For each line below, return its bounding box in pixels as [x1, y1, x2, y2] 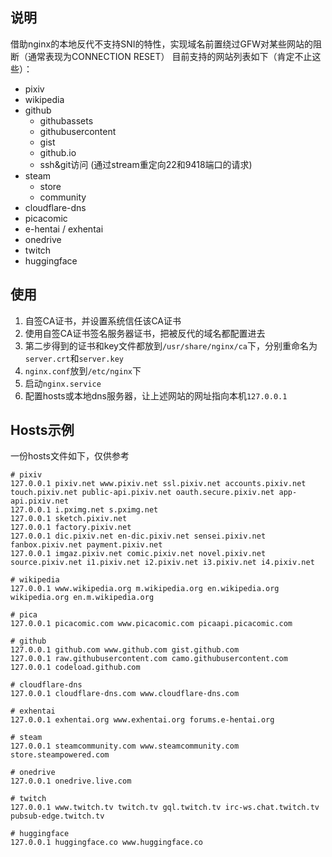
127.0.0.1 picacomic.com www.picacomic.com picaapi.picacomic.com [10, 619, 293, 629]
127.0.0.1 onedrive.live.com [10, 776, 132, 787]
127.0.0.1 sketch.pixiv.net [10, 514, 128, 524]
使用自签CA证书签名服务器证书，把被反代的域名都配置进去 [24, 327, 266, 339]
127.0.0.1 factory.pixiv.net [10, 523, 132, 533]
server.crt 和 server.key [24, 352, 124, 364]
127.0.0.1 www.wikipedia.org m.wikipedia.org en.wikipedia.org [10, 584, 280, 594]
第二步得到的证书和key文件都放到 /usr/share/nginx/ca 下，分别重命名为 [24, 339, 318, 352]
